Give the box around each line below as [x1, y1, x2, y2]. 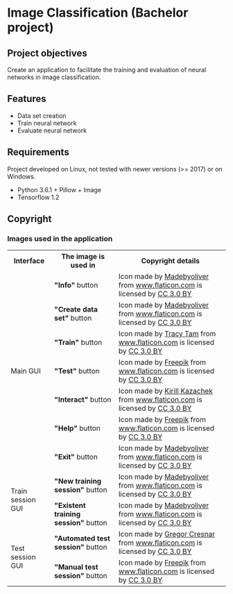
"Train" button [54, 338, 103, 348]
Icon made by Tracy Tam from [118, 329, 216, 339]
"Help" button [54, 423, 101, 433]
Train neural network [17, 119, 77, 127]
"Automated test [54, 534, 111, 543]
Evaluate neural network [17, 126, 87, 135]
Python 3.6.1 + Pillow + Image [17, 185, 102, 194]
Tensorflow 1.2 [17, 193, 60, 201]
